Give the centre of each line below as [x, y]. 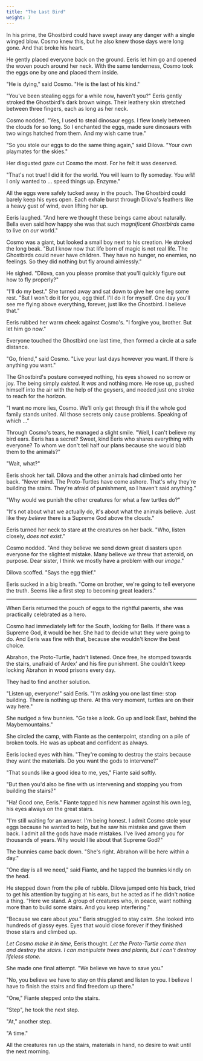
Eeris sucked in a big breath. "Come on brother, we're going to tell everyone [101, 584]
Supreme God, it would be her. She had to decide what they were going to [98, 632]
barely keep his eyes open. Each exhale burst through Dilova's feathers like [100, 199]
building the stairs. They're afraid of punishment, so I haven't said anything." [101, 488]
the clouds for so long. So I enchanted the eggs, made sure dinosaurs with [99, 126]
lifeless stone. [24, 956]
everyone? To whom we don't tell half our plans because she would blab [96, 445]
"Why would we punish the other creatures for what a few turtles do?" [93, 499]
